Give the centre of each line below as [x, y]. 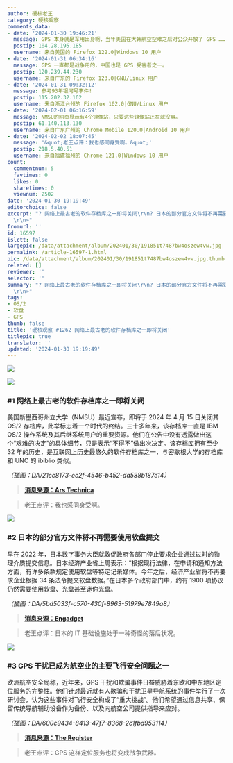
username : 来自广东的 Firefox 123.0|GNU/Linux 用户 [86, 78]
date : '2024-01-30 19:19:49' [49, 201]
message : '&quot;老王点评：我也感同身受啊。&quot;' [83, 143]
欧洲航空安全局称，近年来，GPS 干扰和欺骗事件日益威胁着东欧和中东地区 [112, 682]
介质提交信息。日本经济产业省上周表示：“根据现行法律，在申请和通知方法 [118, 562]
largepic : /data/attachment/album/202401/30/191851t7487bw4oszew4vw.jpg [114, 246]
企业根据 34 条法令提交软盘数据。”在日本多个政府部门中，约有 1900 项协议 [118, 580]
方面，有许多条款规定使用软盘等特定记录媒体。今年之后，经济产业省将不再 [113, 571]
